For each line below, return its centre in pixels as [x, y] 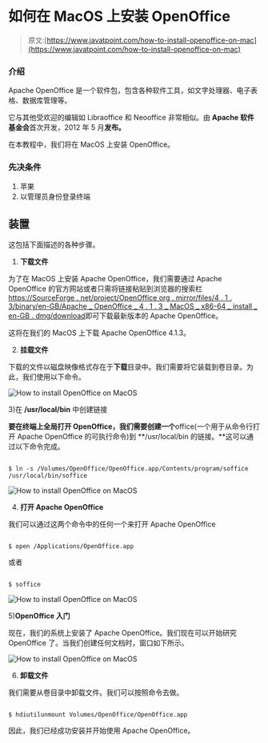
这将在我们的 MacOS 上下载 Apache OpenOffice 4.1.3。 [99, 333]
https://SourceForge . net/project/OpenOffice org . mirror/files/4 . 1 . [120, 298]
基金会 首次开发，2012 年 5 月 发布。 [67, 127]
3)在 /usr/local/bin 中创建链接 [58, 410]
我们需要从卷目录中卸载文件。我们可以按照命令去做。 [96, 693]
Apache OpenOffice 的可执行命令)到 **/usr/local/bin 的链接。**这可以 [132, 437]
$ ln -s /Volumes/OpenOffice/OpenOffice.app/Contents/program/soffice [128, 469]
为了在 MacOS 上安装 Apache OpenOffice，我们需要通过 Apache [115, 279]
